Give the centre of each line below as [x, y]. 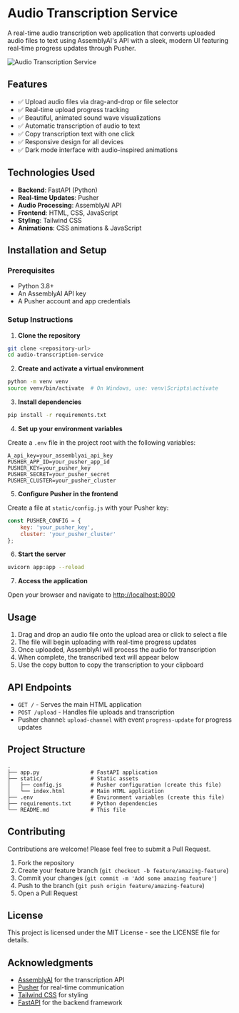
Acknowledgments [51, 963]
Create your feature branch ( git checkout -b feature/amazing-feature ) [123, 870]
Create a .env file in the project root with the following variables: [102, 442]
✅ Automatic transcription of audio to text [79, 126]
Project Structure [46, 750]
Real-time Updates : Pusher [58, 197]
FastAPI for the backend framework [70, 1003]
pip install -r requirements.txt [57, 415]
